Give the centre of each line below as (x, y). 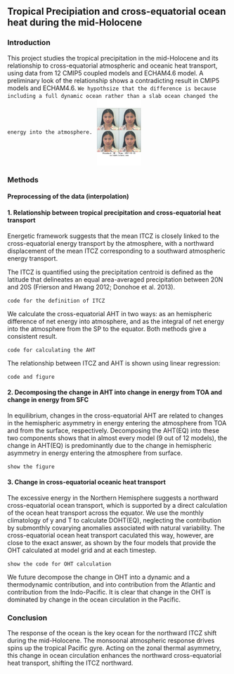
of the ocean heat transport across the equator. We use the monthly (105, 513)
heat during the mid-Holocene (75, 23)
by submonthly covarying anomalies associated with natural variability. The (116, 528)
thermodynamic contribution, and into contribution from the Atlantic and (111, 585)
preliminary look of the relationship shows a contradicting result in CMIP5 (113, 80)
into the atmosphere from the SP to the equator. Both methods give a (107, 329)
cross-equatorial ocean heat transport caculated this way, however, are (111, 535)
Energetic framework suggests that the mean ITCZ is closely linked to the (113, 236)
